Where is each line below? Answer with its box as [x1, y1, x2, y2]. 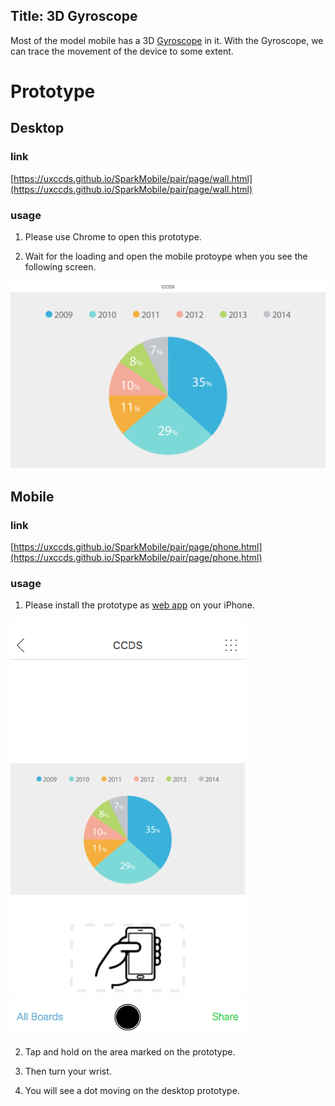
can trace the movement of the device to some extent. [10, 45, 234, 57]
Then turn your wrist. [24, 1065, 112, 1078]
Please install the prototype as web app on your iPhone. [24, 599, 255, 611]
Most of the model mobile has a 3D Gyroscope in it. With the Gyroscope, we [10, 34, 324, 46]
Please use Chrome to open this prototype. [24, 230, 202, 243]
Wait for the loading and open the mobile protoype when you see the [24, 250, 308, 262]
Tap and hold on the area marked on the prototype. [24, 1046, 236, 1058]
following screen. [24, 260, 97, 273]
